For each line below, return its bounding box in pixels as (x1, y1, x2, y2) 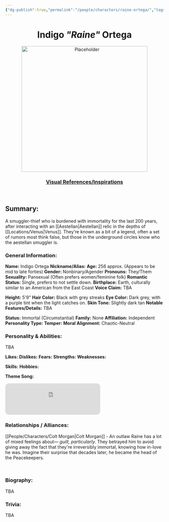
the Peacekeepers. (5, 455, 44, 461)
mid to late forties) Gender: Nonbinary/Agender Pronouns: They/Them (5, 269, 152, 275)
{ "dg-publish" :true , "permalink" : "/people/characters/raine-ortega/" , (5, 7, 154, 13)
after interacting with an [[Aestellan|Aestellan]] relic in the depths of (5, 223, 146, 229)
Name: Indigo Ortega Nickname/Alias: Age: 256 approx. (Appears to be (5, 263, 155, 269)
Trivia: (5, 501, 22, 508)
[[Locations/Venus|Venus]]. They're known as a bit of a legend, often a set (5, 228, 160, 234)
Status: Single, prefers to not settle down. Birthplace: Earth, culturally (5, 279, 151, 285)
